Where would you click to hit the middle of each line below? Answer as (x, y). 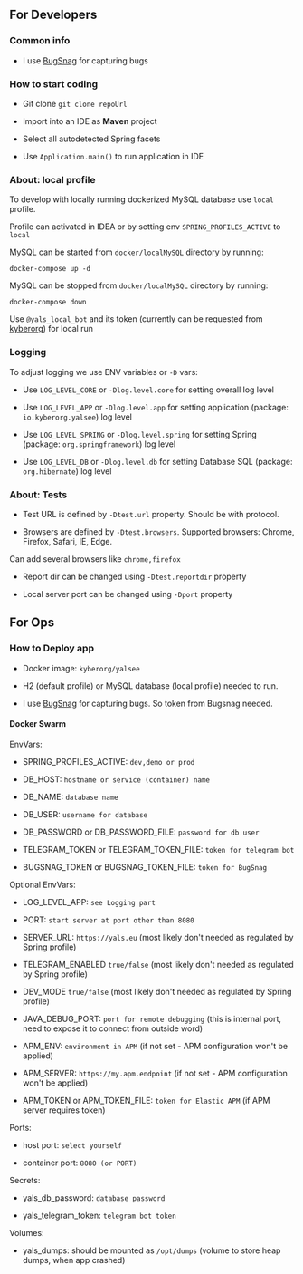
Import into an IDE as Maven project (90, 121)
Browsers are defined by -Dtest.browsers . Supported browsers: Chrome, (158, 531)
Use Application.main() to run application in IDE (113, 156)
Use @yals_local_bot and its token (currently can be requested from (137, 319)
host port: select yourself (72, 1144)
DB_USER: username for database (85, 814)
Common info (40, 41)
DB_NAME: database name (71, 796)
